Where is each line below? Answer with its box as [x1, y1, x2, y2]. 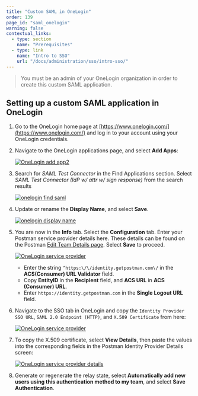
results [14, 183, 32, 190]
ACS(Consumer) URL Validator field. [23, 270, 114, 277]
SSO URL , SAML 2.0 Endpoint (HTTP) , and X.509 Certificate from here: [14, 314, 186, 321]
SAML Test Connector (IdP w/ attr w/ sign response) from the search [14, 176, 183, 184]
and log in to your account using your [87, 129, 178, 136]
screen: [14, 349, 34, 356]
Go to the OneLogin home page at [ [14, 123, 101, 130]
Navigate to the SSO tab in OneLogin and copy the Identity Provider [14, 307, 185, 314]
